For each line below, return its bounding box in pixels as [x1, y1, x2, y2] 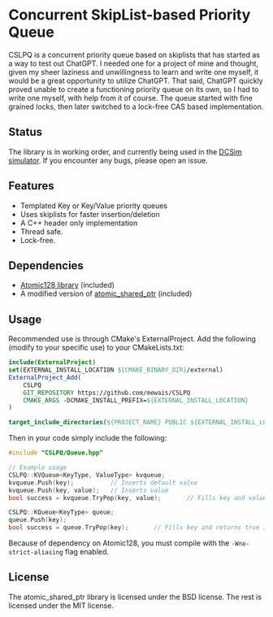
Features [8, 179, 54, 193]
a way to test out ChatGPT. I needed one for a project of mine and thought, [8, 59, 258, 68]
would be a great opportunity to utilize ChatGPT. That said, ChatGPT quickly [8, 76, 263, 85]
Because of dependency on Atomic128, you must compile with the [8, 538, 230, 548]
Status [8, 125, 43, 139]
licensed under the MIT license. [8, 600, 114, 610]
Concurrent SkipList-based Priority [8, 6, 251, 24]
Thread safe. [19, 226, 63, 237]
